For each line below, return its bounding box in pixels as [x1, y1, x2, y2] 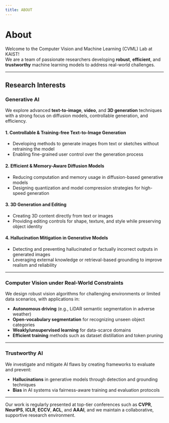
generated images [12, 252, 50, 258]
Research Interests [5, 81, 66, 89]
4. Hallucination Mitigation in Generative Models [5, 235, 108, 241]
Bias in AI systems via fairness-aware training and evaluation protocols [12, 387, 160, 393]
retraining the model [12, 146, 55, 152]
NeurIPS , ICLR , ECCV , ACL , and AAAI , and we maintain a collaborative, [5, 406, 154, 412]
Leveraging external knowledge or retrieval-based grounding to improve [12, 257, 162, 263]
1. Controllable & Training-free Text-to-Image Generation [5, 129, 126, 136]
